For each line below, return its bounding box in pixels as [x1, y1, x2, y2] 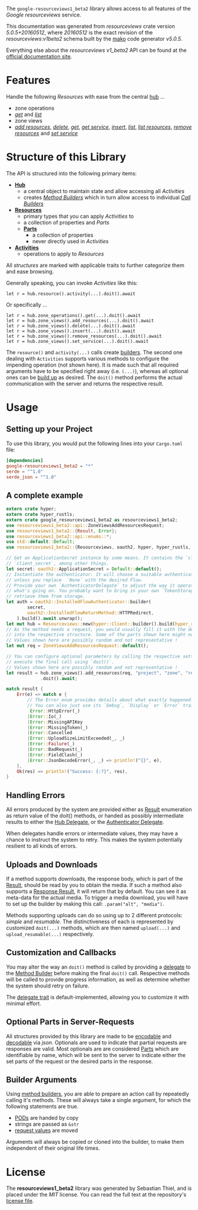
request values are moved [14, 1127, 78, 1134]
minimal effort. [6, 1000, 41, 1007]
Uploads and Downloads [6, 859, 98, 869]
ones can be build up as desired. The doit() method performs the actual [6, 374, 183, 381]
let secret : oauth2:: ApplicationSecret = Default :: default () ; [6, 566, 162, 572]
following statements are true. [6, 1103, 79, 1110]
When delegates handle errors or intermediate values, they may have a [6, 830, 179, 837]
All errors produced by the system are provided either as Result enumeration [6, 806, 192, 813]
